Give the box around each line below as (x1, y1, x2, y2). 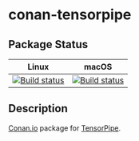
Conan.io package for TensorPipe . (8, 123, 121, 133)
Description (8, 102, 68, 115)
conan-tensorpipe (8, 6, 132, 24)
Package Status (8, 38, 89, 51)
